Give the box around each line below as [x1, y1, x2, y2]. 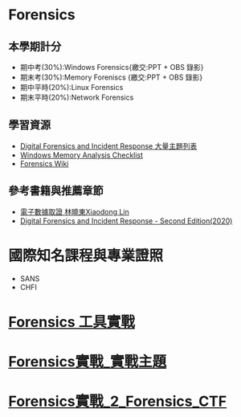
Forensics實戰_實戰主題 [8, 352, 167, 370]
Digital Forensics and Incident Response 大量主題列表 [19, 141, 198, 150]
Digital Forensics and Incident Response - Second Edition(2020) [19, 215, 233, 226]
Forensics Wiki [19, 158, 69, 168]
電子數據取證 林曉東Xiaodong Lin [19, 206, 130, 216]
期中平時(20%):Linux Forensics [19, 83, 124, 92]
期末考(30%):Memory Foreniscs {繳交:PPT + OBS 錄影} [19, 72, 203, 82]
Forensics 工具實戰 [8, 313, 135, 331]
